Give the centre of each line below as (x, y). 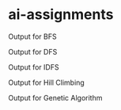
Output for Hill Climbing (46, 82)
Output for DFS (33, 51)
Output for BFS (32, 36)
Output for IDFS (34, 67)
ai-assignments (61, 15)
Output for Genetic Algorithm (55, 97)
